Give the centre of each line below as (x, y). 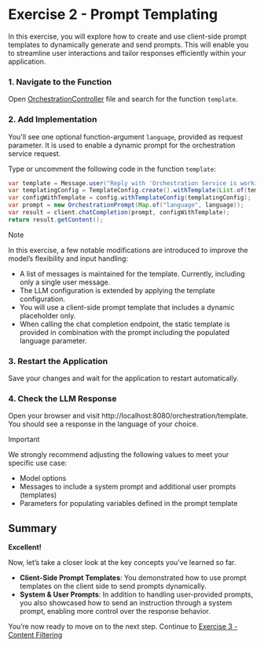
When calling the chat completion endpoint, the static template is (125, 324)
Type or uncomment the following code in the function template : (112, 169)
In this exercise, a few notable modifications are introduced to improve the (128, 250)
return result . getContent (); (56, 219)
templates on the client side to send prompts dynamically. (113, 586)
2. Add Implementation (53, 120)
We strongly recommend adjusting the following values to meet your (119, 455)
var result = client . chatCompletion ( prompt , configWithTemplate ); (119, 213)
